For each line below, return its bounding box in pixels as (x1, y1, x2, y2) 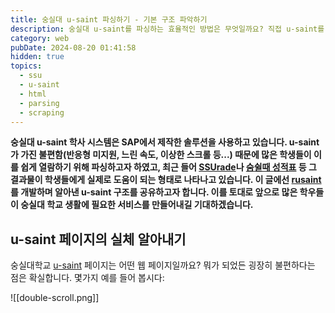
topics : (10, 61, 43, 71)
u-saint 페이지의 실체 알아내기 (10, 231, 187, 248)
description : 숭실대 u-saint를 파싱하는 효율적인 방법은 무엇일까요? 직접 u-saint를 (10, 24, 325, 34)
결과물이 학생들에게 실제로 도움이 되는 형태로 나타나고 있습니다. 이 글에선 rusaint (10, 174, 322, 186)
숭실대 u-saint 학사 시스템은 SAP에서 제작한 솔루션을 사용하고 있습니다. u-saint (10, 136, 320, 148)
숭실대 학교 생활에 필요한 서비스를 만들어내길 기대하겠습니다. (20, 199, 254, 211)
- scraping (19, 107, 65, 118)
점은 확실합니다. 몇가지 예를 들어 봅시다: (10, 272, 165, 284)
